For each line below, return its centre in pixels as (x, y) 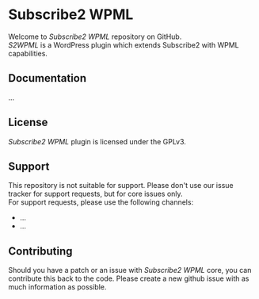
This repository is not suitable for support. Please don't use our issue (121, 186)
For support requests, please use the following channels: (101, 202)
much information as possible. (57, 287)
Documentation (48, 78)
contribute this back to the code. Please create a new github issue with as (129, 278)
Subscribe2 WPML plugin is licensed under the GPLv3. (97, 141)
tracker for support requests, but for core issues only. (96, 194)
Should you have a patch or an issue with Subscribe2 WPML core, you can (130, 270)
